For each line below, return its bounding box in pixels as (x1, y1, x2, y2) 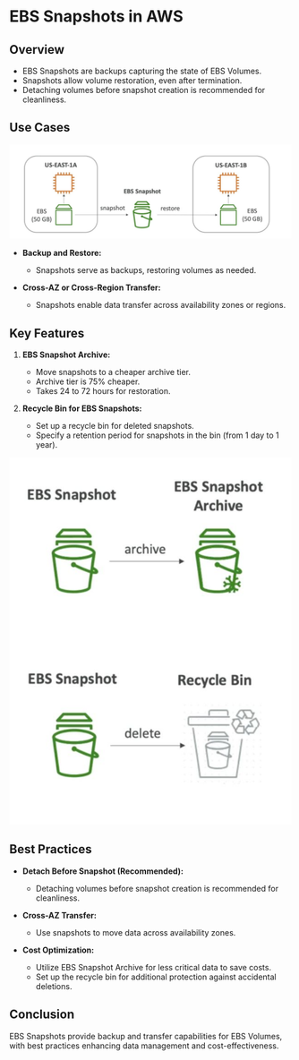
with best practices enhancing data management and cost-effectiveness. (9, 1040, 279, 1051)
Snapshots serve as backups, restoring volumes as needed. (35, 265, 257, 276)
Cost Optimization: (21, 945, 95, 955)
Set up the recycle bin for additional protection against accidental (35, 971, 277, 982)
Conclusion (9, 1007, 75, 1022)
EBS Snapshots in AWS (9, 6, 184, 27)
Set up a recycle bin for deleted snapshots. (35, 420, 194, 431)
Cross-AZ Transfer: (21, 910, 97, 920)
